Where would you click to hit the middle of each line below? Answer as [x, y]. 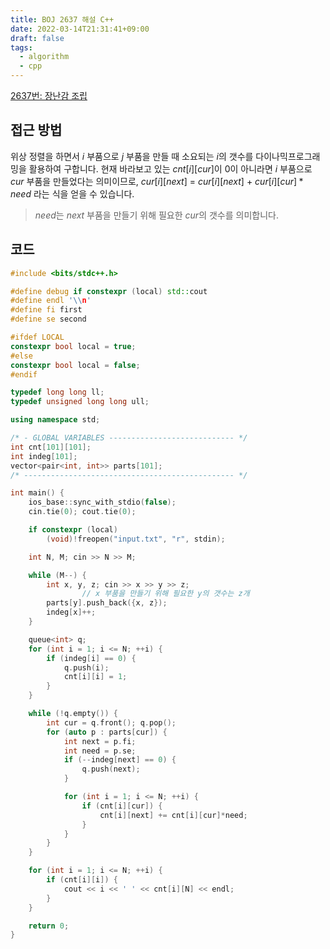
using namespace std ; [55, 420]
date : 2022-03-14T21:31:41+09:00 [80, 29]
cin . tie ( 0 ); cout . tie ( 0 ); [82, 512]
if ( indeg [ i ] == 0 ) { [91, 658]
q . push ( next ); [111, 769]
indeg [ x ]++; [71, 612]
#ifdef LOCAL [37, 337]
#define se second [48, 319]
